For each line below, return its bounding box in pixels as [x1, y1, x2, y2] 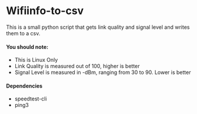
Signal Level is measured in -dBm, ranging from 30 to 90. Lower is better [14, 69, 191, 76]
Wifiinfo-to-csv [6, 4, 84, 18]
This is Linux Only [14, 56, 58, 63]
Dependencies [6, 82, 43, 89]
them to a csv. [6, 29, 41, 36]
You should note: [6, 43, 49, 51]
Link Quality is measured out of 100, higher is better [14, 63, 140, 70]
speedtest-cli [14, 95, 47, 102]
